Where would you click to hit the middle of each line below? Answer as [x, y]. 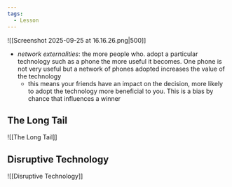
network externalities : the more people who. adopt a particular [108, 54]
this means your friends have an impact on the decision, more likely [125, 83]
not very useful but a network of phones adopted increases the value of [121, 69]
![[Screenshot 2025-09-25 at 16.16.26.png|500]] [77, 40]
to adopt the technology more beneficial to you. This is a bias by [121, 91]
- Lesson [26, 20]
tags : [15, 14]
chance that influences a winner [74, 98]
